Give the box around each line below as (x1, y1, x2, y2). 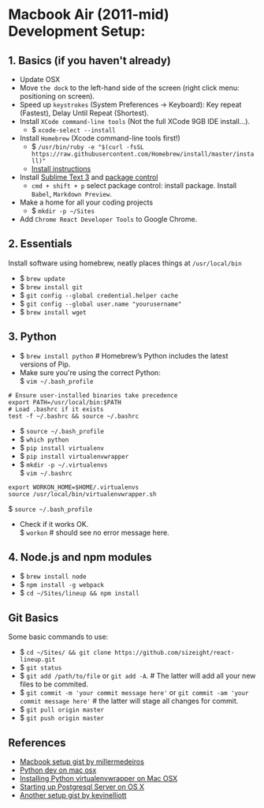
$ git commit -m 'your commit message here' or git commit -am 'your (19, 688, 249, 697)
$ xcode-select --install (31, 125, 117, 134)
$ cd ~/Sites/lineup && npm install (19, 588, 139, 598)
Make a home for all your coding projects (19, 197, 154, 207)
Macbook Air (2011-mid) (8, 6, 169, 24)
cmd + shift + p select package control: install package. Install (31, 181, 237, 190)
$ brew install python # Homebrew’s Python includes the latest (19, 351, 229, 360)
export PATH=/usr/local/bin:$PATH (8, 398, 122, 406)
